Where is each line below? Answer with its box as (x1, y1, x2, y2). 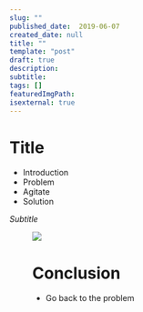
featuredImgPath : (9, 89, 76, 98)
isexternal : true (9, 97, 76, 107)
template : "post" (9, 47, 76, 56)
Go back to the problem (45, 293, 135, 304)
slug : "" (9, 13, 43, 23)
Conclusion (32, 263, 121, 283)
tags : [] (9, 81, 43, 90)
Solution (22, 196, 55, 207)
